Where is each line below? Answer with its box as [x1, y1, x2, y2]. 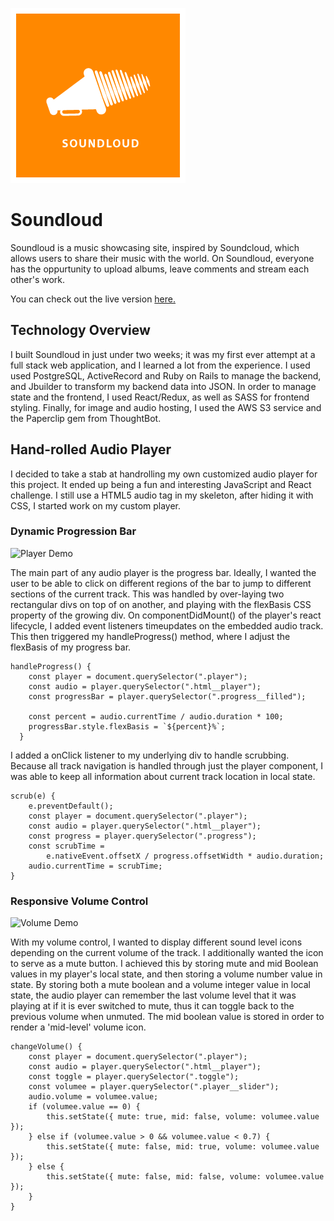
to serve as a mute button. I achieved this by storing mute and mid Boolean [10, 958, 319, 970]
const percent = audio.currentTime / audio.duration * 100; [28, 711, 284, 722]
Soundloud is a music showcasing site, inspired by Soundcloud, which [10, 241, 300, 253]
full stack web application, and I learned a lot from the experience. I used [10, 359, 311, 371]
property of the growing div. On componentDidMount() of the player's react [10, 609, 322, 621]
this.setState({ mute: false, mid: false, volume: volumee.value [46, 1172, 325, 1182]
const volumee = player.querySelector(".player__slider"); [28, 1082, 280, 1092]
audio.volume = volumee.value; [28, 1092, 159, 1102]
